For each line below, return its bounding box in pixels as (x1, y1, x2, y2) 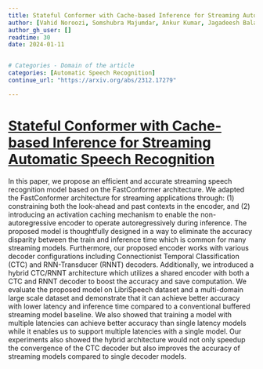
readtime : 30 (8, 33, 51, 42)
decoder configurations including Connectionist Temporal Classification (8, 251, 240, 261)
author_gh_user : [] (8, 26, 72, 34)
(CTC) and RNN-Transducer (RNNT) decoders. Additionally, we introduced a (8, 260, 254, 269)
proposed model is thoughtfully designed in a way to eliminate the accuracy (8, 226, 253, 236)
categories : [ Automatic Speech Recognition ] (8, 69, 156, 77)
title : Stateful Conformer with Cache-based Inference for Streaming (8, 11, 240, 20)
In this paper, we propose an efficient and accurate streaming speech (8, 176, 232, 185)
